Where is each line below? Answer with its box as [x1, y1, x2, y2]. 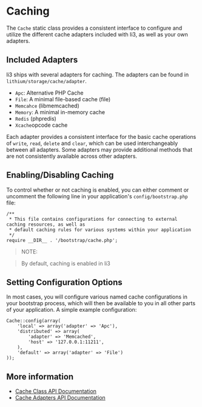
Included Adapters [6, 55, 78, 65]
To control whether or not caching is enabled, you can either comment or [6, 186, 189, 193]
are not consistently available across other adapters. [6, 152, 138, 160]
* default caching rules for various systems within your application [8, 226, 191, 233]
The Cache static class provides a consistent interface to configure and [6, 24, 183, 32]
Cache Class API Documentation [15, 388, 97, 395]
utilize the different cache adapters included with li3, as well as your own [6, 30, 188, 38]
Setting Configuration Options [6, 277, 123, 288]
